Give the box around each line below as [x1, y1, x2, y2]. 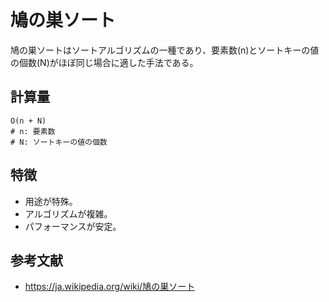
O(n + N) [10, 116, 47, 126]
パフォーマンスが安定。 [24, 220, 122, 232]
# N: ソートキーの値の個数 [10, 137, 108, 147]
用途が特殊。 [24, 195, 78, 207]
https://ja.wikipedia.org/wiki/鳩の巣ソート [24, 281, 196, 293]
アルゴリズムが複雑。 [24, 207, 113, 220]
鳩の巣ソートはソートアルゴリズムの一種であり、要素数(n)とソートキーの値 [10, 44, 320, 56]
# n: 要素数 [10, 126, 56, 136]
